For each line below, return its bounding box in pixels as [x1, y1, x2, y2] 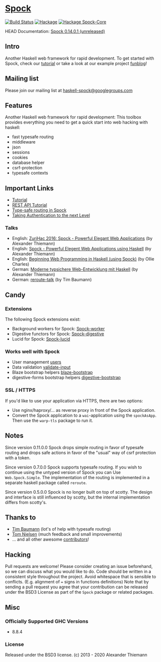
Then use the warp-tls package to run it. [12, 418, 93, 423]
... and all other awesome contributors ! [12, 536, 89, 542]
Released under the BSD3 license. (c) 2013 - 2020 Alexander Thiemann [5, 652, 147, 658]
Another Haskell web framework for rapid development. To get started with [5, 55, 155, 61]
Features [5, 101, 32, 110]
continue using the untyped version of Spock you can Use [5, 469, 121, 475]
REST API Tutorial [12, 202, 47, 208]
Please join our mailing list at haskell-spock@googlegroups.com [5, 87, 133, 93]
